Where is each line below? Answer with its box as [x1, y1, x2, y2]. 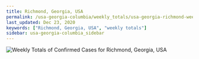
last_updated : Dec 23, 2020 [6, 19, 76, 25]
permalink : [6, 14, 33, 20]
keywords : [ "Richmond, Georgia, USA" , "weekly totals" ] [6, 25, 147, 31]
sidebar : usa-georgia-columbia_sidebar [6, 30, 105, 36]
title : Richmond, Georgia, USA [6, 8, 84, 15]
